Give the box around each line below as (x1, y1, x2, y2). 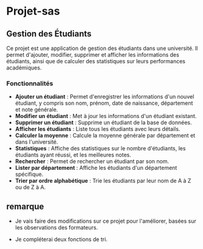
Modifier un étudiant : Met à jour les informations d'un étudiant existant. (15, 113, 197, 120)
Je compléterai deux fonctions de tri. (15, 236, 108, 243)
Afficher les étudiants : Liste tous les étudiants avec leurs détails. (15, 125, 181, 133)
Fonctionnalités (6, 79, 53, 88)
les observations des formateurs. (15, 224, 98, 231)
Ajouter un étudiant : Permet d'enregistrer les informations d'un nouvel (15, 93, 194, 100)
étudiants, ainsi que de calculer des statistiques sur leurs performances (6, 58, 185, 65)
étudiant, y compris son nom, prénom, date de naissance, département (15, 99, 193, 107)
